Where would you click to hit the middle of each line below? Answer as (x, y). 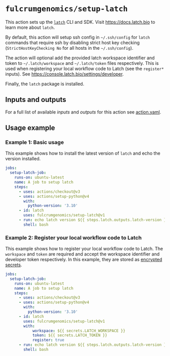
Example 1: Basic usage (35, 143)
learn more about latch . (30, 27)
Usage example (30, 128)
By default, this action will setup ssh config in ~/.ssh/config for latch (78, 37)
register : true (48, 340)
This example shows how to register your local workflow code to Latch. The (84, 249)
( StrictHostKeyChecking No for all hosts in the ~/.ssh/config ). (69, 48)
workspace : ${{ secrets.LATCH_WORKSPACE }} (79, 331)
